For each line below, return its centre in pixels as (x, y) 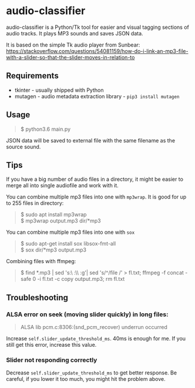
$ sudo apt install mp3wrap (53, 215)
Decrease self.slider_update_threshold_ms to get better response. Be (92, 373)
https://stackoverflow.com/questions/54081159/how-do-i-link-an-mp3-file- (97, 51)
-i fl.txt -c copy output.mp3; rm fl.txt (81, 279)
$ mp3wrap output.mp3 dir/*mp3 (60, 221)
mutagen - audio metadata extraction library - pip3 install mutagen (97, 96)
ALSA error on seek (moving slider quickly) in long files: (87, 314)
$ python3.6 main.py (46, 129)
